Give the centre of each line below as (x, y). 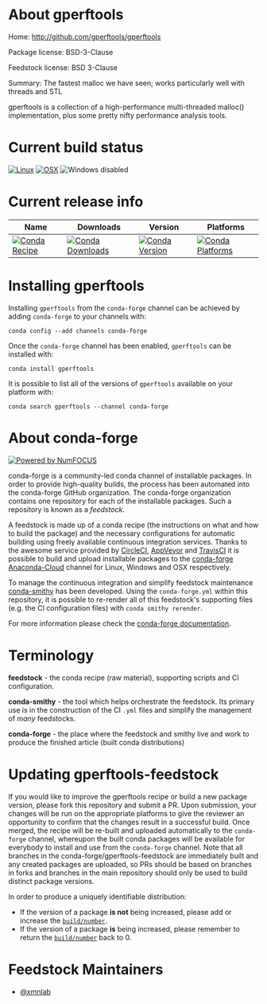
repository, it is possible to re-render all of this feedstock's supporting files (130, 600)
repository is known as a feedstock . (67, 509)
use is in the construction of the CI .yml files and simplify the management (130, 709)
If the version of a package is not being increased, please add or (126, 912)
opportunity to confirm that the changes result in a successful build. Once (129, 822)
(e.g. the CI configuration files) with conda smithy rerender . (105, 607)
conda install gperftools (51, 369)
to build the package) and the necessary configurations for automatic (122, 533)
